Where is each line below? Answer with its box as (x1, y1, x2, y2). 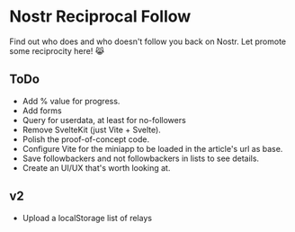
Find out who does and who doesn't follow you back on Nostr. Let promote (9, 36, 286, 47)
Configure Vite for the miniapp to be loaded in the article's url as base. (22, 143, 283, 154)
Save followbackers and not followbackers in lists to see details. (22, 153, 259, 164)
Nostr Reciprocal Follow (9, 6, 192, 27)
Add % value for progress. (22, 95, 121, 106)
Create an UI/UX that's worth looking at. (22, 162, 171, 173)
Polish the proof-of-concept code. (22, 133, 150, 145)
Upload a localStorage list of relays (22, 212, 153, 223)
